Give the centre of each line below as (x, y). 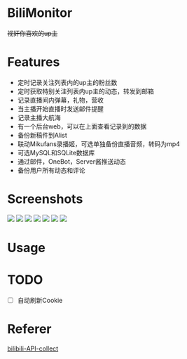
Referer (29, 329)
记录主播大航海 (39, 117)
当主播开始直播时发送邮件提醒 (60, 109)
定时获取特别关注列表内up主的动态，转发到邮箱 (85, 91)
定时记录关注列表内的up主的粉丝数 (67, 82)
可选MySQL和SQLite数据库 (56, 152)
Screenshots (45, 199)
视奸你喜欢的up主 (33, 33)
